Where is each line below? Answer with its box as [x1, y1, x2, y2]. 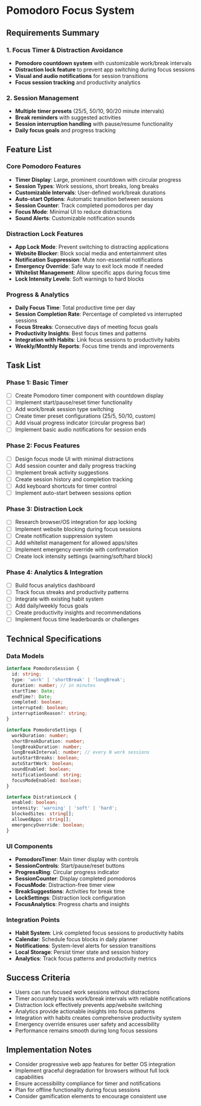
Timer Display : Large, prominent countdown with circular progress [14, 176, 182, 183]
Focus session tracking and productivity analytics [14, 78, 141, 86]
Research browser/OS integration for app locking [14, 519, 137, 526]
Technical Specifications [6, 633, 102, 644]
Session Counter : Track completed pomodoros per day [14, 202, 154, 209]
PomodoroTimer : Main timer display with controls [14, 855, 139, 863]
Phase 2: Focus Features [6, 441, 80, 450]
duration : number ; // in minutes [11, 682, 96, 688]
